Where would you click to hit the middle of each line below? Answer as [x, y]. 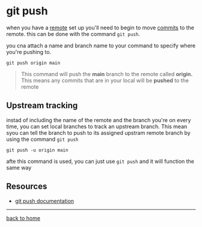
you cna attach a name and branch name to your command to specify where [101, 46]
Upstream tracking [42, 106]
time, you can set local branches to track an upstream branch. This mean [97, 126]
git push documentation [44, 201]
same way [19, 167]
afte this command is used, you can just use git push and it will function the [100, 161]
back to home [23, 218]
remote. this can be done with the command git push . [73, 34]
